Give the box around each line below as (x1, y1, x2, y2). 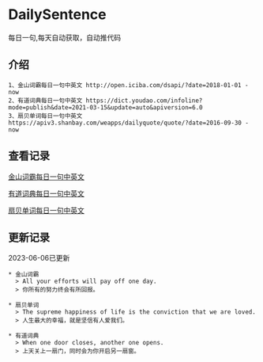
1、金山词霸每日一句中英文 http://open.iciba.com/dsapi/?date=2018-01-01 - (8, 81, 249, 89)
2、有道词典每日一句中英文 (8, 97, 83, 105)
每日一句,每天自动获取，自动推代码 (8, 32, 122, 42)
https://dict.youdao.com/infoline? (85, 97, 203, 105)
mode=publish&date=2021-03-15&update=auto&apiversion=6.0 (8, 103, 203, 112)
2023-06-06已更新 (8, 253, 70, 263)
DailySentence (8, 6, 107, 24)
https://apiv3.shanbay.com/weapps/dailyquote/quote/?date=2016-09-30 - (8, 119, 249, 127)
